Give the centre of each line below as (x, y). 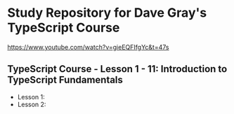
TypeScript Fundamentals (65, 80)
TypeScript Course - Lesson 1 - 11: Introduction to (117, 69)
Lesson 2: (32, 104)
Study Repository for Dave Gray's (107, 13)
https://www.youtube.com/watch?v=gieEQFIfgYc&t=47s (88, 47)
